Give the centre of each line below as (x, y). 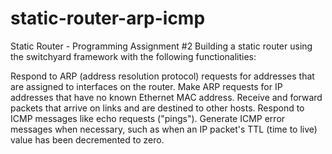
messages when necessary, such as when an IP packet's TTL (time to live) (164, 129)
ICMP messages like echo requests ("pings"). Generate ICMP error (148, 118)
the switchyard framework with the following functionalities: (133, 56)
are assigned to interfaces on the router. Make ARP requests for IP (146, 86)
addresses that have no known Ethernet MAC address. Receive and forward (166, 97)
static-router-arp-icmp (108, 18)
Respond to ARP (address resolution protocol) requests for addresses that (162, 76)
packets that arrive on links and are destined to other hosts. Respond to (157, 108)
